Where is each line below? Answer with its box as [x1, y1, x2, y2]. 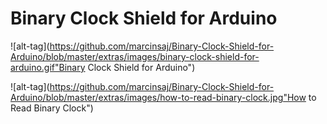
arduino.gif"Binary [10, 61, 86, 73]
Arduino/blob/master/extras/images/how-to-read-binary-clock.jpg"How [10, 91, 307, 103]
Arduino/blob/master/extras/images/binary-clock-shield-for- [10, 50, 260, 62]
